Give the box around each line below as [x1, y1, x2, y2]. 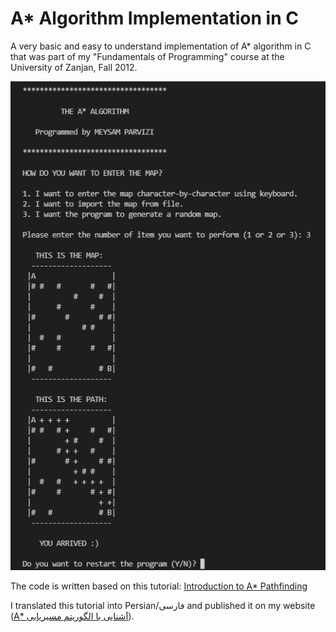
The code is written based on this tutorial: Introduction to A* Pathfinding [10, 580, 308, 592]
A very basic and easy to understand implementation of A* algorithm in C [10, 40, 312, 52]
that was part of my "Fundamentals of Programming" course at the [10, 50, 285, 62]
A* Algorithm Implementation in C [10, 7, 299, 30]
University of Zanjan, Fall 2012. [10, 61, 138, 73]
